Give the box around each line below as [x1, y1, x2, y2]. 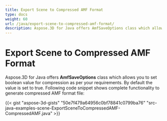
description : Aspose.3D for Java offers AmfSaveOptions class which [5, 26, 150, 31]
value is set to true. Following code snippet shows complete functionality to [5, 85, 160, 91]
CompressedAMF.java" [5, 111, 53, 117]
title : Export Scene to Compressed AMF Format [5, 7, 103, 12]
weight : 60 [5, 16, 28, 21]
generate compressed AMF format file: [5, 90, 84, 96]
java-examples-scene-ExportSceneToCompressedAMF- [5, 105, 121, 111]
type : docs [5, 12, 28, 17]
